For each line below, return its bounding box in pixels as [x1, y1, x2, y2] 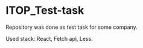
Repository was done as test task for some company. [5, 23, 138, 31]
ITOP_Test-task [5, 4, 84, 17]
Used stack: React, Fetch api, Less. [5, 35, 93, 42]
